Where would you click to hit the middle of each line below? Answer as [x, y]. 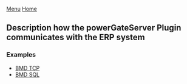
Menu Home [22, 9]
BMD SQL [27, 74]
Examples [21, 55]
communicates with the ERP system [76, 37]
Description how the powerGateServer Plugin [94, 28]
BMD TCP [27, 68]
